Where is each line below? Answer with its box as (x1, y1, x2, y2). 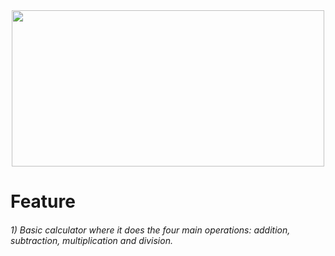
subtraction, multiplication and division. (10, 234, 173, 246)
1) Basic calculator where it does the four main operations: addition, (10, 224, 291, 236)
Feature (10, 190, 76, 213)
